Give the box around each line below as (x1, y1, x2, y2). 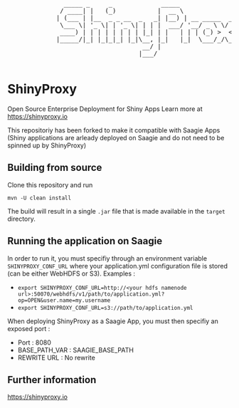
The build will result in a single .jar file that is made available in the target (7, 206, 225, 215)
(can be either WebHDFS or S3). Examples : (7, 269, 136, 278)
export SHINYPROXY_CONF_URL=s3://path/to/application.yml (17, 304, 193, 311)
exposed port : (7, 324, 51, 333)
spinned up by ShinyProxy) (7, 141, 87, 150)
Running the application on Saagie (7, 235, 162, 247)
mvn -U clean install (7, 194, 72, 202)
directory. (7, 214, 36, 223)
